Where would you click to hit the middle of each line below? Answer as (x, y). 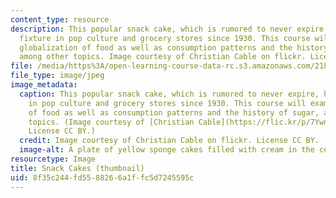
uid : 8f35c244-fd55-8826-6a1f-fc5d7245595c (102, 177)
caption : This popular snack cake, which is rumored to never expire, (169, 94)
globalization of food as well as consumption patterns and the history (174, 47)
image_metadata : (44, 85)
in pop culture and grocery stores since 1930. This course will (167, 103)
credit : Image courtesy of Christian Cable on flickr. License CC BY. (169, 141)
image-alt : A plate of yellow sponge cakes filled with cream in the (167, 150)
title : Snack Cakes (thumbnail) (77, 168)
